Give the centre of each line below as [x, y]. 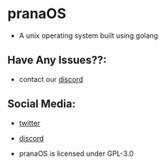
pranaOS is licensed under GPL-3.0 [76, 153]
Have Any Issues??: [57, 60]
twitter [29, 123]
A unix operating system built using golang [89, 35]
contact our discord [51, 79]
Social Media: [41, 104]
